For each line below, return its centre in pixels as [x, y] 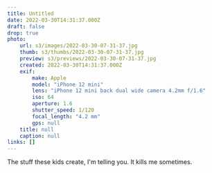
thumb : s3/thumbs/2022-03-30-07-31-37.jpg [82, 53]
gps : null [46, 123]
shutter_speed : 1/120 [63, 110]
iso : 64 [43, 98]
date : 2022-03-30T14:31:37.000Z [54, 20]
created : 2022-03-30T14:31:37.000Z [71, 65]
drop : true [23, 33]
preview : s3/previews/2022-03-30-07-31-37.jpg [88, 59]
